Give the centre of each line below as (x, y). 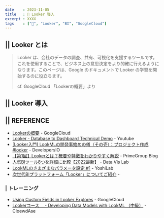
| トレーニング (22, 188)
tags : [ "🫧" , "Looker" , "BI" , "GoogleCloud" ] (56, 23)
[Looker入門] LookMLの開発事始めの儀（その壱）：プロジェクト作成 (80, 145)
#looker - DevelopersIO (36, 150)
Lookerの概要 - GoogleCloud (41, 133)
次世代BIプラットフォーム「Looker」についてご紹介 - (66, 174)
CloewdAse (24, 211)
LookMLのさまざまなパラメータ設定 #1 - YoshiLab (63, 168)
